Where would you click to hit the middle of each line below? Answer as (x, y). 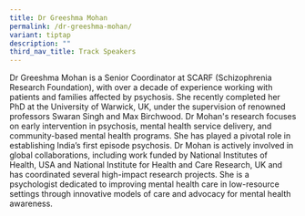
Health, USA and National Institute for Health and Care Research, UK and (146, 165)
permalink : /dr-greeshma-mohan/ (71, 26)
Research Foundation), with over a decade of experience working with (141, 87)
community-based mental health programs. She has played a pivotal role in (150, 136)
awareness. (31, 204)
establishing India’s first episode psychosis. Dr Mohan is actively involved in (152, 146)
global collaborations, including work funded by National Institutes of (139, 155)
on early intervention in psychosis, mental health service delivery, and (141, 126)
